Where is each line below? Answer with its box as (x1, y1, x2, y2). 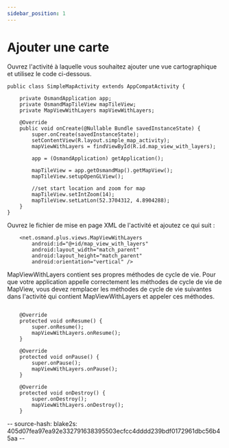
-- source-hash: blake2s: (7, 419, 77, 427)
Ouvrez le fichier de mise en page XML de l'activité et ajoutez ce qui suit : (7, 221, 215, 229)
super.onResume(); (32, 323, 84, 330)
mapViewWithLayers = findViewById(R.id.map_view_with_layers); (32, 143, 216, 150)
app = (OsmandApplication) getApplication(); (32, 155, 165, 162)
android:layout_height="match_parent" (32, 252, 143, 259)
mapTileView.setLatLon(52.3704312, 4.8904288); (32, 197, 170, 204)
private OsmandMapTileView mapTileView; (19, 101, 136, 108)
